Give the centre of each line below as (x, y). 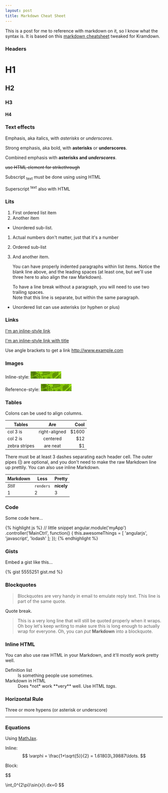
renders (42, 486)
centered (52, 439)
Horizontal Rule (24, 699)
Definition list (19, 670)
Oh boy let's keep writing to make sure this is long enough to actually (88, 626)
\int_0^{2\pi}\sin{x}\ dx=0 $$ (35, 785)
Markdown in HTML (25, 680)
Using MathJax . (21, 738)
